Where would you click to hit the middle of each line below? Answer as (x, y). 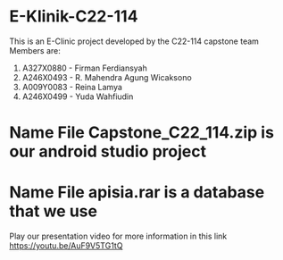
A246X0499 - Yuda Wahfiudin (78, 96)
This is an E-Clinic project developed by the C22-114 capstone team (134, 41)
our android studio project (108, 151)
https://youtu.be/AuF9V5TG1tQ (66, 246)
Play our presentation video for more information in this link (118, 236)
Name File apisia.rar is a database (137, 193)
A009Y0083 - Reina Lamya (72, 87)
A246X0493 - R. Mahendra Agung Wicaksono (107, 77)
